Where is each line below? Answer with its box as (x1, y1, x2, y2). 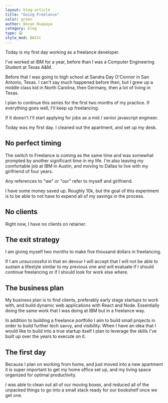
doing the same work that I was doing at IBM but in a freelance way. (5, 308, 145, 314)
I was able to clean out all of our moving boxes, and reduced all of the (5, 381, 149, 387)
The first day (5, 348, 46, 356)
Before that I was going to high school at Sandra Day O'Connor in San (5, 74, 149, 80)
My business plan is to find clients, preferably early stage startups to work (5, 297, 159, 303)
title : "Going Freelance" (5, 12, 59, 17)
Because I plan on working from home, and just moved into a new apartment (5, 361, 163, 367)
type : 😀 (5, 31, 23, 36)
